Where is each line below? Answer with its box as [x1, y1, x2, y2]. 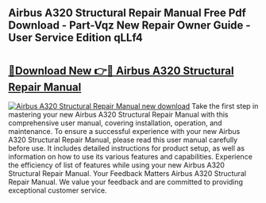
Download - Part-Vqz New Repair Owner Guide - [8, 19, 252, 33]
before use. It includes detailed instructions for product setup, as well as [8, 144, 245, 153]
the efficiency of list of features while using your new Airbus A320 [8, 160, 225, 170]
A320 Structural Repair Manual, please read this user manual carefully [8, 135, 238, 144]
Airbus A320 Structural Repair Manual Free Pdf [8, 6, 246, 20]
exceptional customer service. [8, 186, 107, 195]
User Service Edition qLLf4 [8, 31, 143, 44]
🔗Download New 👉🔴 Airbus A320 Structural [8, 63, 234, 78]
